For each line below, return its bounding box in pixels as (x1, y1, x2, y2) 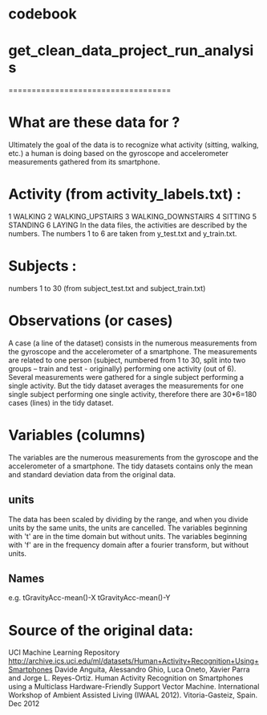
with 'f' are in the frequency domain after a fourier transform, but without (8, 540, 249, 550)
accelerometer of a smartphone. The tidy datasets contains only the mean (8, 461, 253, 471)
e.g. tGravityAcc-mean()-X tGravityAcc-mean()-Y (8, 593, 171, 603)
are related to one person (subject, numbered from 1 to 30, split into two (8, 355, 246, 365)
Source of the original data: (8, 621, 194, 639)
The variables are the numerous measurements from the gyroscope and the (8, 452, 259, 462)
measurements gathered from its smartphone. (8, 157, 160, 167)
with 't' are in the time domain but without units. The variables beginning (8, 531, 247, 541)
